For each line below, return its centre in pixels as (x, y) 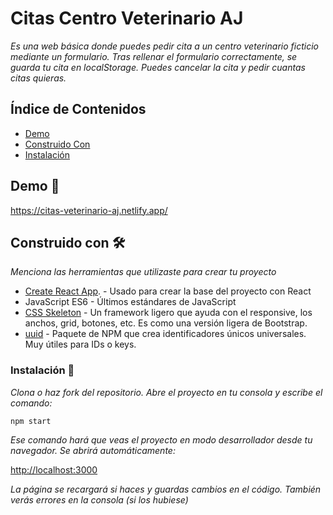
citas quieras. (38, 78)
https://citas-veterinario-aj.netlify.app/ (89, 210)
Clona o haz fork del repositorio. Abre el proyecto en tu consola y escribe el (166, 392)
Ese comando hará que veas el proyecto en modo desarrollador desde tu (161, 439)
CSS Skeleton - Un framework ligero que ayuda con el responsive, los (168, 313)
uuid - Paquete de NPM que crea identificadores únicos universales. (165, 334)
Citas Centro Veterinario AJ (127, 18)
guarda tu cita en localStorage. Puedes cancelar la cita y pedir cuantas (158, 67)
